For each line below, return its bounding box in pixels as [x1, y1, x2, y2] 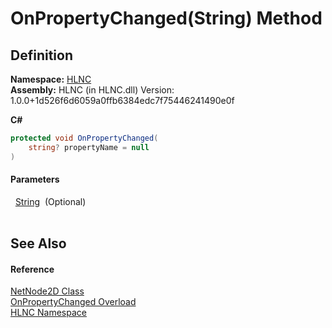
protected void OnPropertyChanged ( [10, 133, 159, 143]
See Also [10, 235, 67, 252]
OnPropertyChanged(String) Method [10, 7, 323, 30]
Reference [10, 263, 55, 275]
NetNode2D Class [10, 285, 85, 297]
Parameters [10, 173, 60, 186]
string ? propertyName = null [28, 142, 150, 152]
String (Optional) [14, 195, 87, 207]
